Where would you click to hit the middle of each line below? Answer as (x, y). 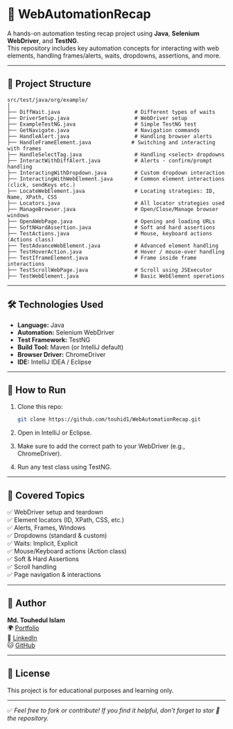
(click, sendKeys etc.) (42, 185)
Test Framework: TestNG (54, 340)
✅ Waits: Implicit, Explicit (43, 544)
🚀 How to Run (37, 390)
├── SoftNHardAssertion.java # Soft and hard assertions (111, 227)
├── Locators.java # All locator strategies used (116, 203)
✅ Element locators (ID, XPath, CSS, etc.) (66, 520)
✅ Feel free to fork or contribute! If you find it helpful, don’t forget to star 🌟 (114, 710)
